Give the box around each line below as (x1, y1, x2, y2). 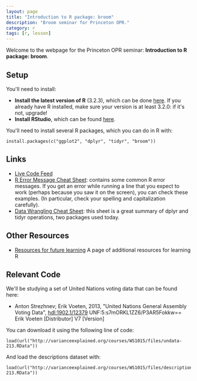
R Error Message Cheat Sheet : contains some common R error (14, 176, 165, 183)
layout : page (6, 8, 38, 15)
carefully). (14, 201, 40, 208)
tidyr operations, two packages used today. (14, 213, 120, 220)
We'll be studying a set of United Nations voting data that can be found (6, 285, 178, 292)
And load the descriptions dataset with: (6, 353, 101, 360)
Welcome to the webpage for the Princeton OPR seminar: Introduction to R (6, 46, 188, 54)
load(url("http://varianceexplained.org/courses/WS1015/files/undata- (6, 338, 182, 344)
